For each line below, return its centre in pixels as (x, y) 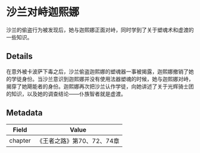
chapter (20, 140)
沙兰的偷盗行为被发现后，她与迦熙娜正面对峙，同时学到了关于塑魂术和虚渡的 (100, 30)
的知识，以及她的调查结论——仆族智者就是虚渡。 (66, 93)
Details (19, 56)
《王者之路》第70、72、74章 (78, 140)
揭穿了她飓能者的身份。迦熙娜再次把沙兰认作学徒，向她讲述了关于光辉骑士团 (100, 86)
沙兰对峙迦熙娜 (43, 12)
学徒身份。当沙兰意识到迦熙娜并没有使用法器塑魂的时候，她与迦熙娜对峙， (102, 79)
